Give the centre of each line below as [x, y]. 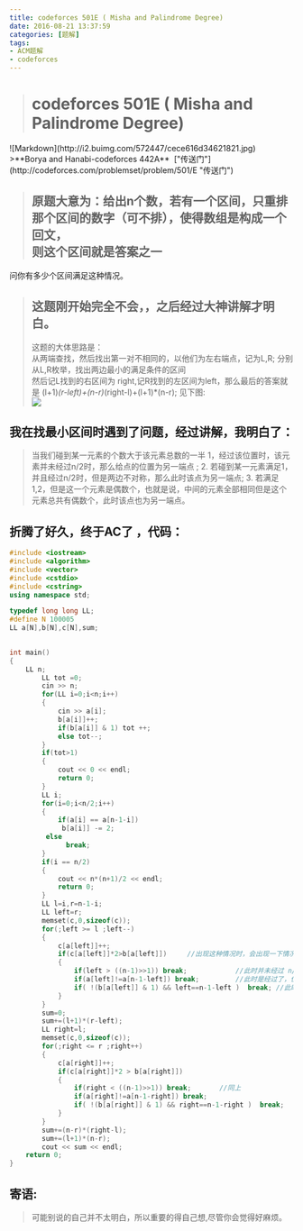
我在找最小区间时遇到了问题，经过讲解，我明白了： [151, 432]
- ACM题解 [26, 51]
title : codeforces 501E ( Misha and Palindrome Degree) [116, 18]
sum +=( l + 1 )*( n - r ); [76, 1138]
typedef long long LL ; [52, 611]
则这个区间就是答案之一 [96, 252]
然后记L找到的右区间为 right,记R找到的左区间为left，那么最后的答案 [156, 380]
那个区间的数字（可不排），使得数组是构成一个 [159, 219]
